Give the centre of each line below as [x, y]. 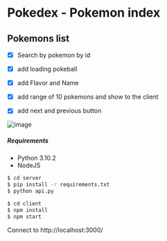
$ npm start [24, 217]
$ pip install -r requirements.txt [59, 185]
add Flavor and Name [48, 83]
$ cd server [24, 178]
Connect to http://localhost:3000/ [55, 230]
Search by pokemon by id [54, 55]
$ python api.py [30, 191]
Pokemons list [38, 39]
